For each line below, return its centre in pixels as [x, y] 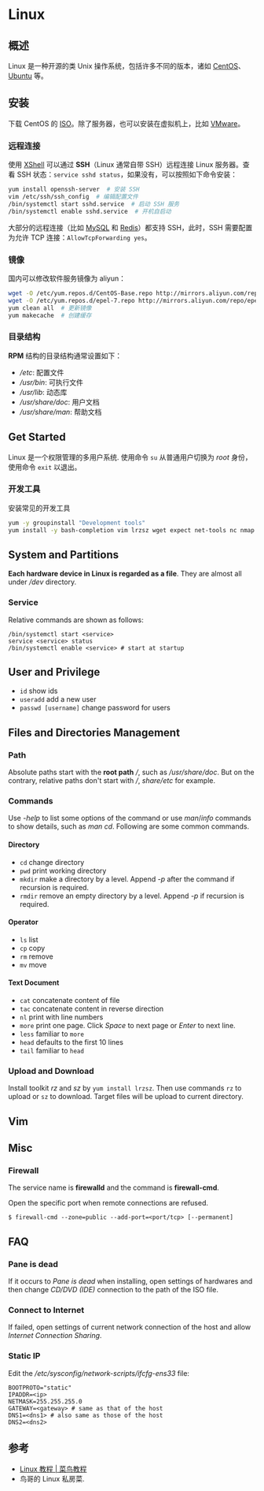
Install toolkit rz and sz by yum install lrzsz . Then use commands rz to [125, 1088]
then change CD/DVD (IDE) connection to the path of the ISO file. [113, 1290]
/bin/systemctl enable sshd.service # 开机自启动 [90, 211]
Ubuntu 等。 [28, 76]
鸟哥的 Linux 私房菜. [52, 1478]
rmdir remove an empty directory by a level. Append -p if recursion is [132, 896]
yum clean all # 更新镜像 [50, 308]
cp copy [32, 948]
